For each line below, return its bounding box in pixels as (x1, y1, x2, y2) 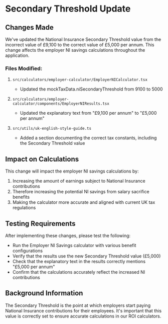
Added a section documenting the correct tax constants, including (20, 135, 157, 141)
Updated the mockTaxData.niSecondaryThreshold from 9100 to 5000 (20, 86, 163, 92)
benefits (12, 194, 30, 200)
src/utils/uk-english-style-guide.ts (12, 126, 92, 131)
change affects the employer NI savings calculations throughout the (5, 47, 145, 53)
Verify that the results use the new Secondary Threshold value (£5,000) (12, 253, 161, 259)
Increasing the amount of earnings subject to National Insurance (12, 178, 145, 184)
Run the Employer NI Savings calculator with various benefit (12, 242, 136, 248)
